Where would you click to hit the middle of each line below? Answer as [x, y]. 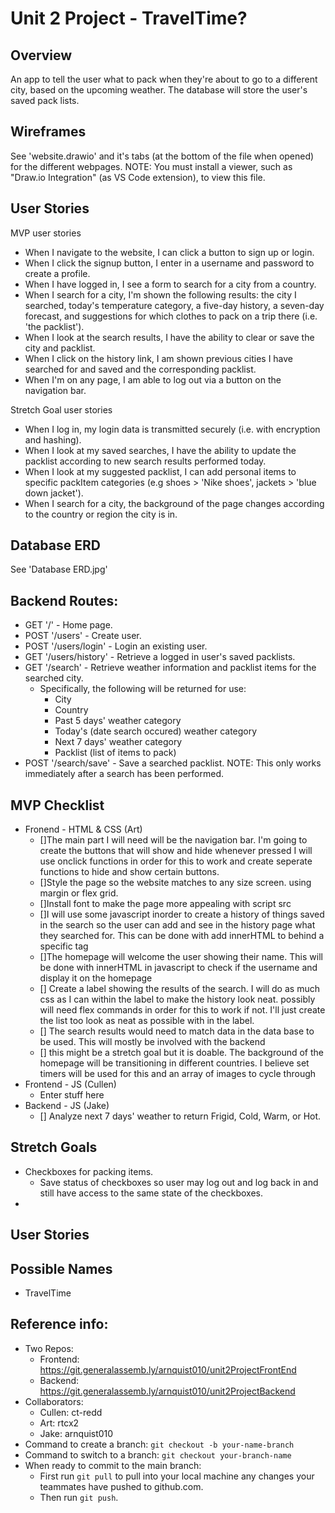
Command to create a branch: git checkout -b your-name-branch [159, 1444]
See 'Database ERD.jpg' [59, 569]
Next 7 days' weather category [118, 742]
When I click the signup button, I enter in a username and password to [169, 263]
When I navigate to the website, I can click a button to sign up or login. [169, 252]
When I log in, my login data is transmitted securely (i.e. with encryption [172, 429]
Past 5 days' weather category [118, 721]
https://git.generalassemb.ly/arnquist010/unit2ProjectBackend [167, 1391]
